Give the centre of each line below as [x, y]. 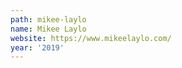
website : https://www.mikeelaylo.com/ [91, 38]
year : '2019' [37, 47]
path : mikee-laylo [48, 19]
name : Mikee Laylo [48, 29]
